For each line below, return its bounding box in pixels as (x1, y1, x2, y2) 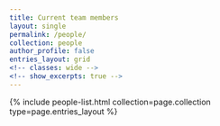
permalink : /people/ (9, 30, 87, 39)
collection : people (9, 38, 83, 48)
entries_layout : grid (9, 55, 91, 64)
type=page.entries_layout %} (9, 105, 118, 117)
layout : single (9, 22, 67, 31)
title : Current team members (9, 13, 119, 22)
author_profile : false (9, 47, 95, 56)
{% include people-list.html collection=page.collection (9, 96, 212, 107)
